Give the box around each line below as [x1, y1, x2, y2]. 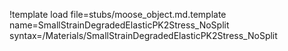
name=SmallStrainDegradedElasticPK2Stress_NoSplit [9, 19, 230, 31]
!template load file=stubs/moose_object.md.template [9, 9, 227, 20]
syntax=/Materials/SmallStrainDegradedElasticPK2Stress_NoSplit [9, 30, 278, 41]
